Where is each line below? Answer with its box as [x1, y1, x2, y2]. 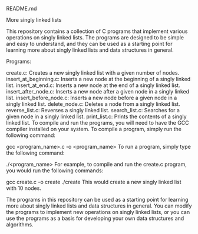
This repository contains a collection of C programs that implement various [6, 28, 188, 35]
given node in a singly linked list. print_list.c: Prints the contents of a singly [6, 113, 187, 120]
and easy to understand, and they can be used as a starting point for [6, 41, 173, 47]
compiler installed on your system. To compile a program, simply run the [6, 126, 181, 132]
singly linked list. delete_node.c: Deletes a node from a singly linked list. [6, 101, 181, 108]
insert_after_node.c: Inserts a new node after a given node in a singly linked [6, 88, 190, 95]
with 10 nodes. [6, 185, 41, 192]
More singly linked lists [6, 16, 62, 23]
